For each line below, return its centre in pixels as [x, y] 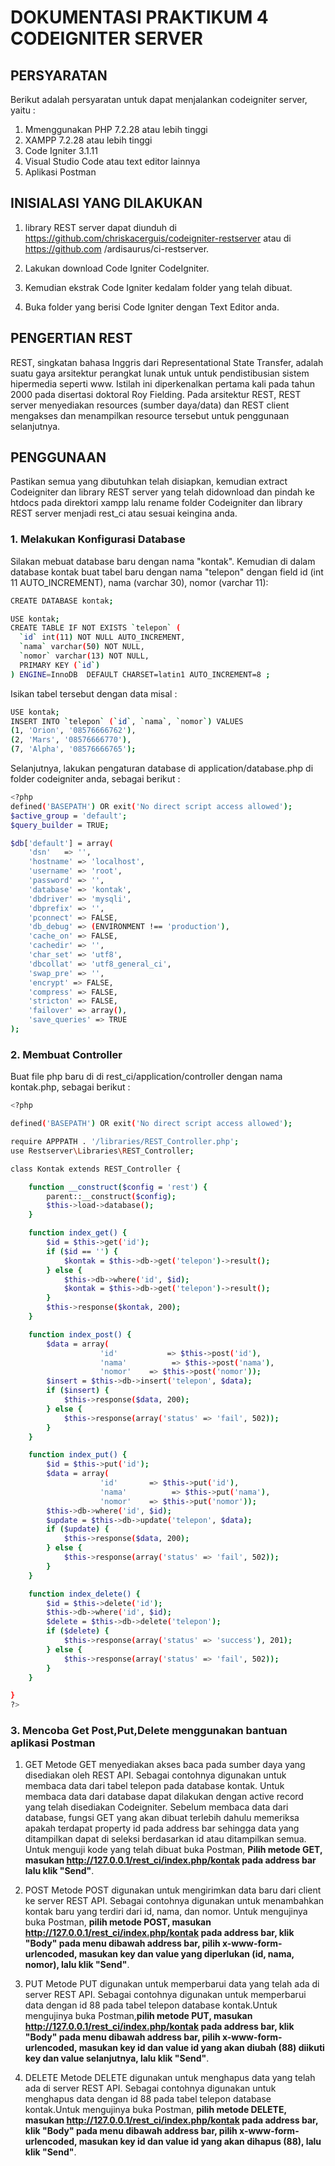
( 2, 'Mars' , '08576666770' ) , [71, 740]
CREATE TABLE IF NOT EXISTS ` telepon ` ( [96, 628]
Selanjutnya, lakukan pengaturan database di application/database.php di [162, 768]
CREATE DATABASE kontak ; [62, 601]
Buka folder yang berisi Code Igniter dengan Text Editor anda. [152, 307]
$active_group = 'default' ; [69, 816]
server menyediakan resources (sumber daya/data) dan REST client [150, 405]
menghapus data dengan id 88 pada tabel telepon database [148, 2099]
